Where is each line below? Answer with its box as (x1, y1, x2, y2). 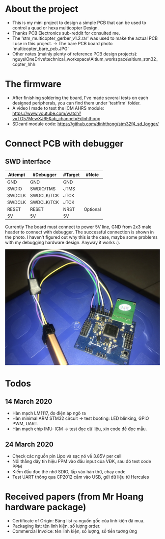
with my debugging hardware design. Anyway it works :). (5, 239, 120, 246)
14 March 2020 (5, 397, 53, 406)
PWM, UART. (12, 421, 39, 427)
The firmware (5, 78, 61, 90)
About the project (5, 3, 79, 15)
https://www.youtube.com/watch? (12, 110, 82, 116)
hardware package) (5, 502, 86, 513)
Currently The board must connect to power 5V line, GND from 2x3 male (5, 224, 152, 230)
